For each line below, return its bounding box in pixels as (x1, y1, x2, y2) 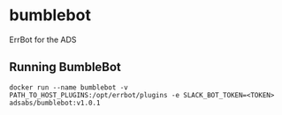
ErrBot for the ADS (9, 34, 77, 45)
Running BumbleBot (9, 60, 122, 75)
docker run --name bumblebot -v (9, 83, 128, 92)
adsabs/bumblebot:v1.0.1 (9, 98, 101, 107)
